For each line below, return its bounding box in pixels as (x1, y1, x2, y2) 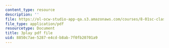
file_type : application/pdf (5, 21, 64, 26)
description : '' (5, 12, 39, 17)
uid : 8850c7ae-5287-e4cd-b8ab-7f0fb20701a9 (5, 35, 98, 40)
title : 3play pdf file (5, 30, 53, 35)
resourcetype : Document (5, 26, 55, 31)
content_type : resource (5, 7, 55, 12)
